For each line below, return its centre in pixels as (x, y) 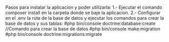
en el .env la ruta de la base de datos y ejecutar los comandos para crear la (85, 18)
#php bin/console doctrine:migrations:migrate (54, 34)
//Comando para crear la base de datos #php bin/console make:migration (83, 29)
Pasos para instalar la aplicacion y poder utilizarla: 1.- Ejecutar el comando (84, 7)
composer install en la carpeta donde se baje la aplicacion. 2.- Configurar (83, 13)
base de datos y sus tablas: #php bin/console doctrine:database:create (80, 23)
